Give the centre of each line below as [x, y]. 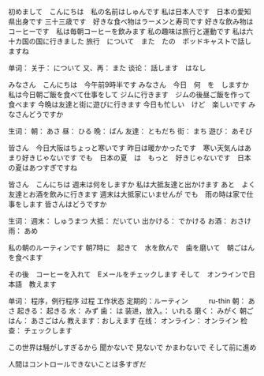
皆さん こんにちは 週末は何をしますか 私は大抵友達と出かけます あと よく [132, 184]
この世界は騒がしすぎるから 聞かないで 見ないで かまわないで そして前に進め [132, 347]
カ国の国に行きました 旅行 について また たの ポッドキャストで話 [130, 41]
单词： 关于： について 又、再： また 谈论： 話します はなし [107, 68]
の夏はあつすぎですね [43, 167]
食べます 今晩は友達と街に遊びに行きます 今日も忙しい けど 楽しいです [127, 104]
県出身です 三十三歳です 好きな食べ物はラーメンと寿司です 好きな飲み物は [131, 21]
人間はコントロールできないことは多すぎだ [77, 364]
